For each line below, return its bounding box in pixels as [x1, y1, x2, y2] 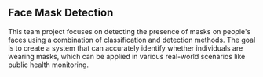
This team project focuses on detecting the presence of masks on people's [8, 26, 251, 36]
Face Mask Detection [8, 6, 114, 19]
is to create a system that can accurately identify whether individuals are [8, 43, 243, 53]
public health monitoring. [8, 60, 89, 69]
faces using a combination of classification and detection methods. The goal [8, 35, 256, 44]
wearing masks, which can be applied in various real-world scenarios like [8, 51, 246, 61]
